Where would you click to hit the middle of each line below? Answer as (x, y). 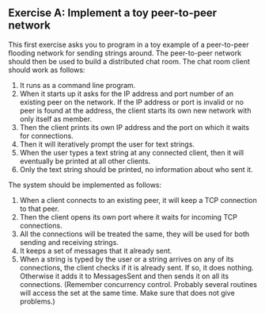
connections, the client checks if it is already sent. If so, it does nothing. (137, 267)
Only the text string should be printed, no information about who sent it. (136, 169)
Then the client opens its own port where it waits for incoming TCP (128, 216)
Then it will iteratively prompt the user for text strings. (107, 144)
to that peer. (40, 209)
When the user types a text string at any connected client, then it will (131, 152)
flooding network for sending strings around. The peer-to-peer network (125, 53)
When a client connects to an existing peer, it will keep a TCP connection (138, 200)
